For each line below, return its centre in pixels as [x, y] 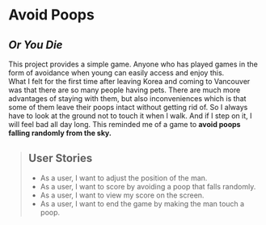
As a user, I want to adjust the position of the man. [124, 178]
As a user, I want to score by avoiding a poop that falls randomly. [148, 186]
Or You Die [36, 45]
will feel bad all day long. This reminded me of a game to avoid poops [125, 124]
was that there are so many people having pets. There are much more [125, 90]
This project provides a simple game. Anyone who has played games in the [133, 64]
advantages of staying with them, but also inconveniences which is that [127, 98]
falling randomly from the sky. [60, 133]
